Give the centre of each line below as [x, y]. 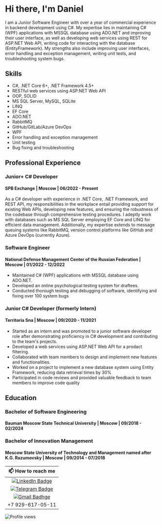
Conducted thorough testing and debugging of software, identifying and [84, 291]
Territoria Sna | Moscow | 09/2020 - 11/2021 [51, 320]
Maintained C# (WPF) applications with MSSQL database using [75, 275]
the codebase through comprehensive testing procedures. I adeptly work [78, 214]
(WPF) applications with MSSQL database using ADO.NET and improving [78, 33]
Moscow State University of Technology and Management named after [78, 453]
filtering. [20, 351]
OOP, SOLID [24, 96]
